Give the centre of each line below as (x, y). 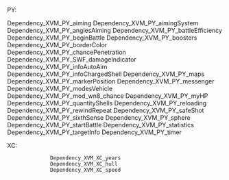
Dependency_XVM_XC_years (86, 158)
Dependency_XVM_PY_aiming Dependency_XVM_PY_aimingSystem (103, 23)
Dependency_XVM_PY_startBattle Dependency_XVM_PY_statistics (100, 125)
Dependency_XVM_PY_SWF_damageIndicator (72, 60)
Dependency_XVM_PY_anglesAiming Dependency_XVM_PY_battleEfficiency (115, 30)
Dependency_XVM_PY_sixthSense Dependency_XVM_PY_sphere (99, 118)
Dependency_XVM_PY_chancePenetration (67, 52)
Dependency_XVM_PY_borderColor (57, 45)
